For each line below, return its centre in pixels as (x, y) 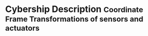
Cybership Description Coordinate (74, 9)
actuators (23, 28)
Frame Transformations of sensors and (74, 19)
